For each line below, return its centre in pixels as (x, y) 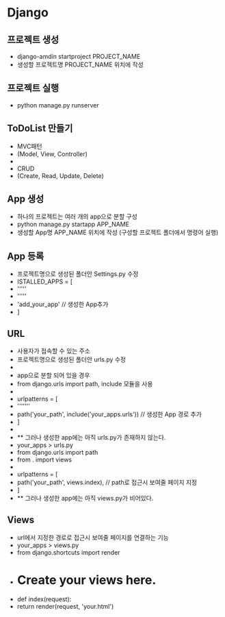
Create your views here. (87, 580)
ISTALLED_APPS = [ (45, 281)
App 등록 (26, 256)
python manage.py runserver (58, 105)
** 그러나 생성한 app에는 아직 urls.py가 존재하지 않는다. (91, 438)
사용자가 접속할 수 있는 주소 (54, 351)
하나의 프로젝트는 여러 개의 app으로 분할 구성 (77, 216)
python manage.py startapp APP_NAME (73, 225)
